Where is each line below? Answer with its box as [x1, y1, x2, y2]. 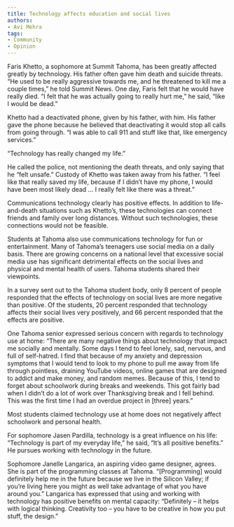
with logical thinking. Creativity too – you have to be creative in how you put [7, 505, 226, 513]
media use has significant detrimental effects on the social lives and [7, 257, 203, 266]
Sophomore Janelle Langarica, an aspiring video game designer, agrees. [7, 460, 216, 468]
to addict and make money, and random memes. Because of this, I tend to [7, 374, 221, 382]
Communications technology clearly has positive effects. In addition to [7, 199, 211, 207]
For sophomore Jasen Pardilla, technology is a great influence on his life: [7, 431, 218, 439]
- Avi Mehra [7, 23, 42, 30]
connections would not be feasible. [7, 221, 109, 229]
